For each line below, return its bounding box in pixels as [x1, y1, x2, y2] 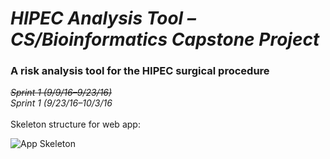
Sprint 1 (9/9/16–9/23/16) [10, 87, 113, 99]
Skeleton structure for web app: [10, 118, 141, 131]
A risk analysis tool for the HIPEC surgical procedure [10, 64, 270, 78]
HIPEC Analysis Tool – [10, 7, 197, 30]
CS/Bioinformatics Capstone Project [10, 28, 320, 51]
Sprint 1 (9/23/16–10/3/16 [10, 97, 113, 109]
